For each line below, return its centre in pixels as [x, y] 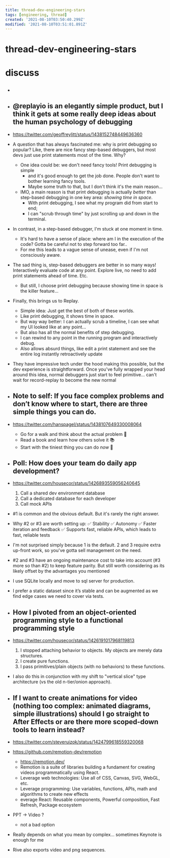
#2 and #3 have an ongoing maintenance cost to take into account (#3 [87, 560]
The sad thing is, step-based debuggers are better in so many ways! [84, 265]
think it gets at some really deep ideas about [84, 114]
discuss [22, 73]
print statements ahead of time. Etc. [50, 275]
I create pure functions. [45, 661]
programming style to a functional [68, 620]
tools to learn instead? [49, 729]
